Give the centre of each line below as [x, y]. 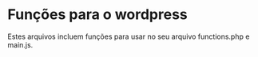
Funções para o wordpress [98, 15]
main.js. [20, 44]
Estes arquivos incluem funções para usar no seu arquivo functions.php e [129, 36]
